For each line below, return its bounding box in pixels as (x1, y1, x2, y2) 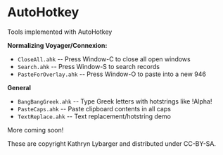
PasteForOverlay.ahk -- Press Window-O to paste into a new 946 (17, 70, 206, 78)
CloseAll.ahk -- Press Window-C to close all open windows (17, 54, 191, 63)
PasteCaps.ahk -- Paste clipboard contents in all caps (17, 104, 171, 113)
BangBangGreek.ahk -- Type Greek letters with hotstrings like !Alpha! (17, 97, 212, 106)
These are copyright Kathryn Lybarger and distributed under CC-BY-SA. (7, 139, 217, 148)
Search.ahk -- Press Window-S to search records (17, 62, 160, 70)
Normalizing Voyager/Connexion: (7, 41, 108, 49)
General (7, 83, 32, 92)
